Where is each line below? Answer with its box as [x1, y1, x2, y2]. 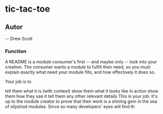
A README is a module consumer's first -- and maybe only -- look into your [5, 59, 157, 65]
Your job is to [5, 79, 32, 85]
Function [5, 48, 27, 55]
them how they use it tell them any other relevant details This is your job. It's [5, 94, 158, 99]
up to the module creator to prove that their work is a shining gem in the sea [5, 98, 157, 104]
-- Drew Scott [5, 36, 33, 41]
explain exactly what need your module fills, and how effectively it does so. [5, 69, 156, 75]
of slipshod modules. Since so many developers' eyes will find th [5, 104, 135, 110]
